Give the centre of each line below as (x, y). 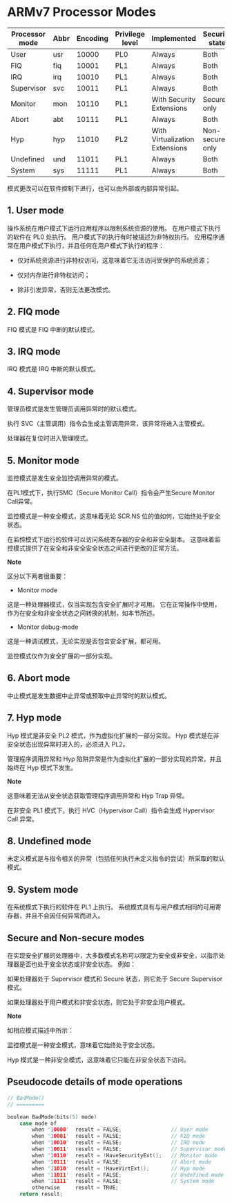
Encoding (93, 38)
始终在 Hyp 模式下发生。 (42, 767)
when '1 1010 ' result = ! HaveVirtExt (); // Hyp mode (119, 1168)
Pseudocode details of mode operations (95, 1082)
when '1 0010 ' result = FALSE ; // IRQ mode (119, 1143)
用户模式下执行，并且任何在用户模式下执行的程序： (91, 245)
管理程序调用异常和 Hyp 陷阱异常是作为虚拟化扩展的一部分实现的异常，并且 (115, 758)
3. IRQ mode (34, 351)
